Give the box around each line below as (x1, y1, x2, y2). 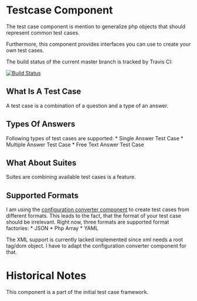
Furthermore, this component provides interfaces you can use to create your (6, 40, 191, 48)
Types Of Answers (6, 119, 76, 129)
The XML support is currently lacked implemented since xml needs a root (6, 236, 184, 243)
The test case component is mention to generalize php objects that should (6, 23, 186, 30)
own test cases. (6, 46, 45, 53)
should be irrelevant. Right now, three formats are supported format (6, 218, 169, 226)
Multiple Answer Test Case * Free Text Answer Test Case (6, 141, 144, 148)
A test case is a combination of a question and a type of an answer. (6, 102, 169, 109)
